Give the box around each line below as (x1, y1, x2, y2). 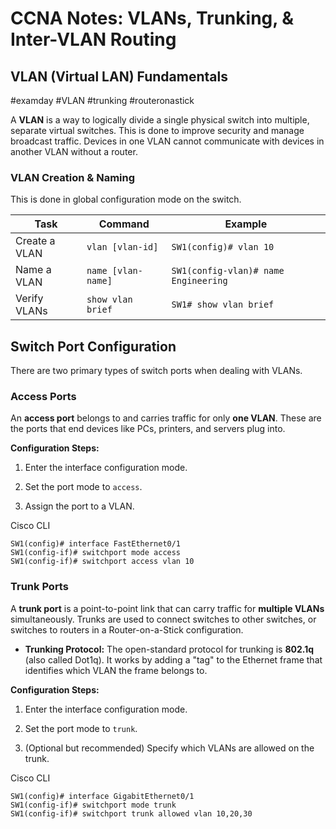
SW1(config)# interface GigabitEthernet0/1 (10, 791, 195, 801)
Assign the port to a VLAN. (24, 500, 135, 512)
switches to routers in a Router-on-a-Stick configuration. (10, 623, 244, 636)
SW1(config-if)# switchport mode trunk (10, 800, 177, 810)
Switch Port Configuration (10, 338, 177, 355)
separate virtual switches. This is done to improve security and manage (10, 125, 305, 136)
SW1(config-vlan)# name (171, 265, 285, 277)
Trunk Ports (10, 580, 69, 594)
